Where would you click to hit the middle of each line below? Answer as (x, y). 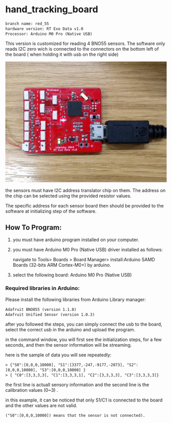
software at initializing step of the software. (51, 211)
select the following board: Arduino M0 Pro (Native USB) (72, 275)
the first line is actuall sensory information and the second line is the (77, 385)
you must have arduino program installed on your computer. (76, 240)
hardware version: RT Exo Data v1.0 (44, 29)
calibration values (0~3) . (32, 390)
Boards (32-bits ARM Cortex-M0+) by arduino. (62, 265)
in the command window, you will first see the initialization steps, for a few (84, 340)
